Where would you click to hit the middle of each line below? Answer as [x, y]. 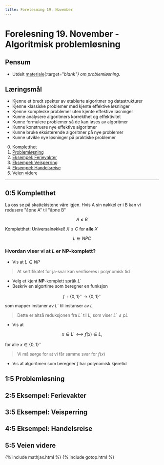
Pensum [18, 62]
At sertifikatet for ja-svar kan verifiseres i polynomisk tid [73, 271]
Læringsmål [24, 89]
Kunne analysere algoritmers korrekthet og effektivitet [66, 117]
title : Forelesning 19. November [39, 10]
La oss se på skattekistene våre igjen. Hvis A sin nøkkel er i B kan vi [73, 205]
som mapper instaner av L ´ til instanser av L [49, 306]
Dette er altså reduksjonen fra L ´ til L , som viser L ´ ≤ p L [72, 315]
